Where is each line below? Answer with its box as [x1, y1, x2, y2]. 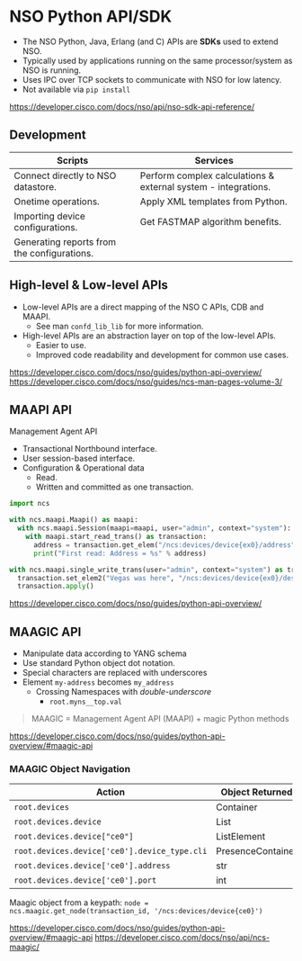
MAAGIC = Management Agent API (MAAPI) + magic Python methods [31, 714, 289, 724]
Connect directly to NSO [13, 169, 117, 182]
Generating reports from [13, 236, 117, 248]
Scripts [57, 154, 89, 166]
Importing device [13, 210, 85, 222]
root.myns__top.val [49, 697, 123, 707]
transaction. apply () [17, 582, 94, 591]
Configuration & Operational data [22, 463, 146, 473]
